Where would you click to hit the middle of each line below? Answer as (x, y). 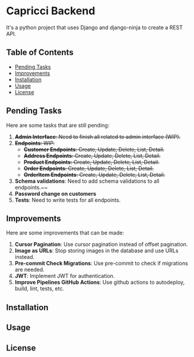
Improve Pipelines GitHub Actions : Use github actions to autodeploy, (100, 282)
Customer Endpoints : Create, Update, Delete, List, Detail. (94, 149)
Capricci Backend (51, 11)
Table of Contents (40, 53)
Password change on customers (55, 193)
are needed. (29, 270)
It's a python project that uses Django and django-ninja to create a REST (94, 27)
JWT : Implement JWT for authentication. (65, 276)
